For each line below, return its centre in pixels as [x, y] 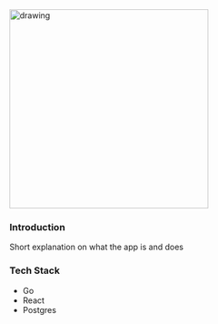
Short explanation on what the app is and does [97, 247]
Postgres [40, 309]
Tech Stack [35, 270]
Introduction [37, 227]
